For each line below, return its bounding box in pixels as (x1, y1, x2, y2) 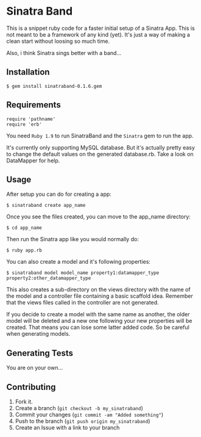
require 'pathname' (6, 116, 56, 122)
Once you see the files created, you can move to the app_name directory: (6, 213, 191, 220)
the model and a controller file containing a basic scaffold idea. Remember (6, 292, 193, 300)
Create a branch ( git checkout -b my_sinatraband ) (15, 405, 143, 411)
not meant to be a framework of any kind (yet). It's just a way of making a (6, 31, 191, 38)
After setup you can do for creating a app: (6, 190, 111, 198)
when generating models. (6, 330, 71, 338)
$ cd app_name (6, 225, 43, 231)
